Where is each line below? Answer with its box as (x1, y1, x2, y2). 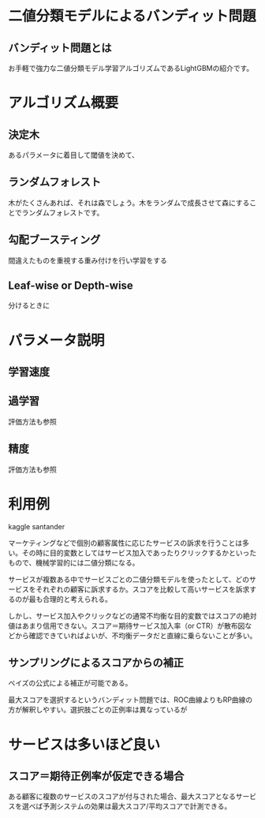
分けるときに (8, 301, 50, 310)
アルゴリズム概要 (8, 94, 119, 112)
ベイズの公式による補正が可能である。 (8, 678, 132, 688)
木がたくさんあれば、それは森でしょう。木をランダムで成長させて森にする (8, 198, 250, 207)
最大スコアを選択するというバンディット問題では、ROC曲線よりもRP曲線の (8, 695, 253, 704)
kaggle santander (8, 521, 65, 531)
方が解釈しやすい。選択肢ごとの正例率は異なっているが (8, 705, 188, 715)
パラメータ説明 (8, 331, 105, 349)
